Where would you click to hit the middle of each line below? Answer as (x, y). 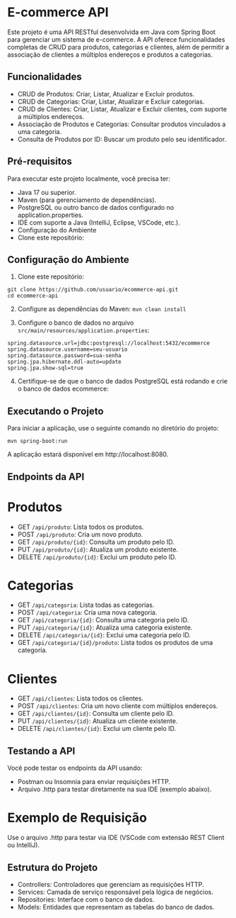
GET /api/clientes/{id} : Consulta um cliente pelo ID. (96, 714)
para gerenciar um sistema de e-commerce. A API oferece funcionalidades (116, 39)
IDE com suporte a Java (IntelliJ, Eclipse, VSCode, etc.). (99, 222)
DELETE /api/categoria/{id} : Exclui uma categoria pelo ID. (104, 635)
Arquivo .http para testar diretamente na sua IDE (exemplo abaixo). (114, 789)
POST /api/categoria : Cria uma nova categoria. (87, 612)
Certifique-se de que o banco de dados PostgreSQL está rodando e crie (123, 381)
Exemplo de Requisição (77, 818)
